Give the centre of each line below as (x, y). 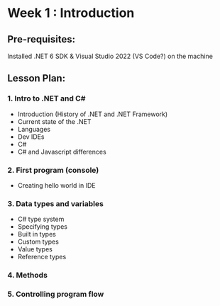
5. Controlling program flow (56, 294)
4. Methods (28, 276)
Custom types (38, 242)
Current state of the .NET (54, 121)
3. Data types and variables (56, 203)
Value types (35, 249)
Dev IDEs (31, 137)
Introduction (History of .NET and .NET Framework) (93, 114)
